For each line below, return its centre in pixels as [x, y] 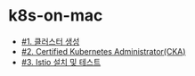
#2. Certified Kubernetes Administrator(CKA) [103, 51]
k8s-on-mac [56, 16]
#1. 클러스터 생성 [50, 41]
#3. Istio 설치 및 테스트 [61, 62]
